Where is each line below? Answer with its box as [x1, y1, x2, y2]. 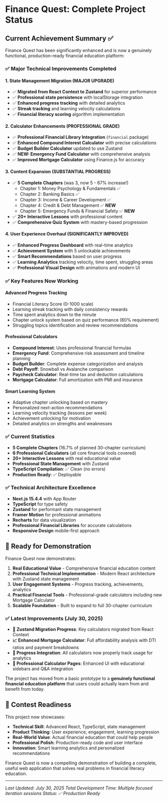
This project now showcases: [5, 714, 65, 720]
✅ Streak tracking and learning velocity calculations [12, 106, 121, 112]
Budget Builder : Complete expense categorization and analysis [12, 361, 143, 367]
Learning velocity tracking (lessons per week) [12, 410, 107, 416]
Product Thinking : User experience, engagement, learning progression [12, 729, 159, 735]
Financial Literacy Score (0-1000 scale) [12, 301, 93, 307]
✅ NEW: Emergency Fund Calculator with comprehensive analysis [12, 151, 150, 157]
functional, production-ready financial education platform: [5, 53, 125, 59]
